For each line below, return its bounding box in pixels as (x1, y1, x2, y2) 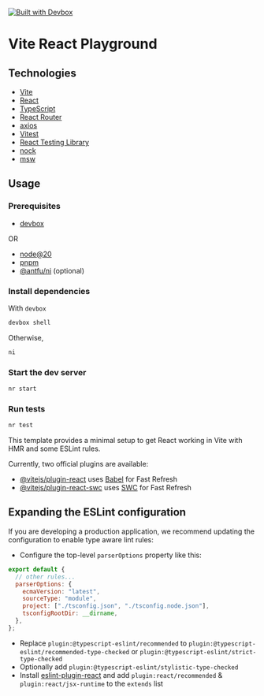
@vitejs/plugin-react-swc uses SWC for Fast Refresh (19, 483, 191, 493)
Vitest (19, 129, 39, 138)
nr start (8, 385, 37, 393)
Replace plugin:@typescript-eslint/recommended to (19, 638, 188, 648)
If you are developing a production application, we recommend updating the (8, 527, 255, 536)
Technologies (8, 66, 77, 80)
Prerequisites (8, 201, 61, 212)
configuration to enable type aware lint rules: (8, 534, 154, 544)
